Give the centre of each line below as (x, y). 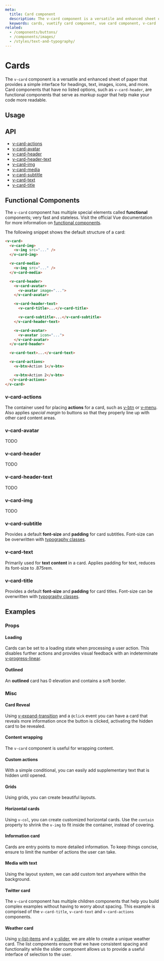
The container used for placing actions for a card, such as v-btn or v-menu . (81, 407)
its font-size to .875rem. (29, 568)
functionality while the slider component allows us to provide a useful (75, 949)
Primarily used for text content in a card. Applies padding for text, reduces (80, 563)
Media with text (21, 863)
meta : (10, 10)
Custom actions (21, 759)
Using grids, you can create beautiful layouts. (51, 797)
